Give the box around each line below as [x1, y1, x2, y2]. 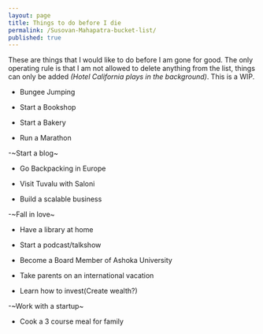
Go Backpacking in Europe [19, 163, 106, 174]
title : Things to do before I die [8, 19, 122, 27]
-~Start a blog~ [8, 148, 59, 158]
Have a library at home [19, 225, 94, 235]
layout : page [8, 11, 51, 20]
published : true [8, 33, 61, 42]
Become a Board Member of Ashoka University [19, 256, 173, 265]
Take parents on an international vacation [19, 271, 154, 280]
